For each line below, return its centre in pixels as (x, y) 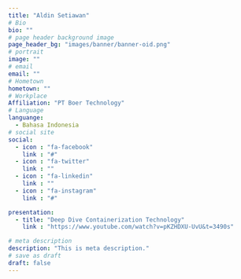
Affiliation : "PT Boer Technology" (67, 103)
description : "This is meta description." (79, 248)
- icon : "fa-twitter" (52, 162)
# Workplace (28, 96)
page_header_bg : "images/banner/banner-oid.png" (89, 45)
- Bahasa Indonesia (47, 125)
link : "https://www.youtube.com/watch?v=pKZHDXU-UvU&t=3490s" (128, 227)
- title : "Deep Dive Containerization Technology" (100, 220)
